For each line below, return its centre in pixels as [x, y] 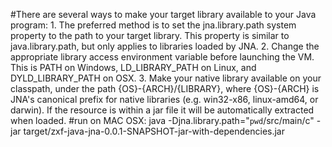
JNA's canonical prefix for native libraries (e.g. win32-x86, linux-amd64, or [164, 99]
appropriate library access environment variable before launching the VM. [162, 57]
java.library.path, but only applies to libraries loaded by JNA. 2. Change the [165, 46]
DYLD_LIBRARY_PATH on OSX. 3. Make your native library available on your [166, 78]
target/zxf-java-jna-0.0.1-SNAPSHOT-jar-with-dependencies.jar [154, 131]
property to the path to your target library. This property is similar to [150, 35]
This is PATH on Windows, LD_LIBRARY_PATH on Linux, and [133, 67]
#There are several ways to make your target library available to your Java [163, 14]
